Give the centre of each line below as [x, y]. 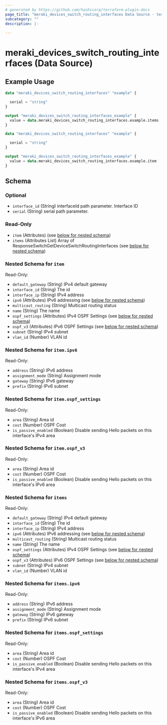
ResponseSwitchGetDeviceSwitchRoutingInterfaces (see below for [81, 245]
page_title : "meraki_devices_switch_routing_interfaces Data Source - [80, 14]
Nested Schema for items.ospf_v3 [46, 682]
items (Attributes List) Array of [43, 240]
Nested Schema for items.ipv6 [43, 583]
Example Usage [30, 82]
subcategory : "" [22, 19]
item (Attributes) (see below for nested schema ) [61, 235]
